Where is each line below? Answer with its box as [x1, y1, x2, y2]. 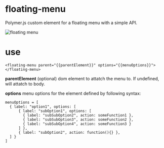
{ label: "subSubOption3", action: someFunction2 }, [23, 117, 134, 122]
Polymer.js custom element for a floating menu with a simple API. [5, 20, 137, 26]
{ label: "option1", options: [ [9, 104, 77, 109]
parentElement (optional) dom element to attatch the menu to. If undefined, [5, 75, 159, 82]
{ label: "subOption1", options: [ [18, 108, 92, 114]
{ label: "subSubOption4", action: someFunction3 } [23, 121, 132, 126]
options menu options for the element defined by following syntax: [5, 90, 141, 96]
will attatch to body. [5, 81, 45, 87]
